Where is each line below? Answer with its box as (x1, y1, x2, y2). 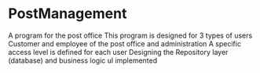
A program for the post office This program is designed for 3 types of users (8, 31, 253, 40)
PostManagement (8, 5, 127, 23)
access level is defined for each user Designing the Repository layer (8, 47, 229, 57)
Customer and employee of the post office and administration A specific (8, 38, 242, 48)
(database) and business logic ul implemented (8, 56, 158, 65)
